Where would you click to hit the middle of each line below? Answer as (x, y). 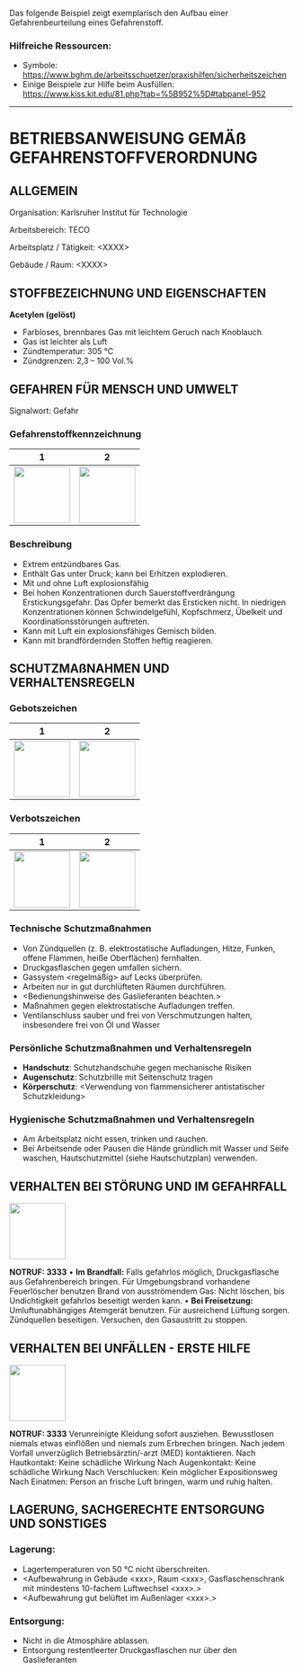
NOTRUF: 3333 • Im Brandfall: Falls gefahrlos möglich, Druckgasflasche (144, 1272)
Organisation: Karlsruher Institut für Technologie (98, 213)
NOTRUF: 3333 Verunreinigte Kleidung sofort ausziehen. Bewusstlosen (142, 1434)
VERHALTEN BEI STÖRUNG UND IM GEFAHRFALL (148, 1186)
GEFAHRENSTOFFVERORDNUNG (133, 158)
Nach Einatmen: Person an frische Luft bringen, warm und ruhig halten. (141, 1481)
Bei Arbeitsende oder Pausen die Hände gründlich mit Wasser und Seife (155, 1149)
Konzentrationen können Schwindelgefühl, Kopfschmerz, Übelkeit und (152, 611)
